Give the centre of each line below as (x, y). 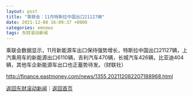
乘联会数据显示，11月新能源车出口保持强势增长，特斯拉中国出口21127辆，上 (97, 51)
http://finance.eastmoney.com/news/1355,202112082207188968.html (90, 77)
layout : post (22, 11)
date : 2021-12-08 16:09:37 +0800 (47, 22)
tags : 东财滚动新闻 (27, 33)
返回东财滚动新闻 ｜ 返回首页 (39, 88)
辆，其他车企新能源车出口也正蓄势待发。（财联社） (66, 65)
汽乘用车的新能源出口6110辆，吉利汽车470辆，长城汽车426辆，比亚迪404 (95, 58)
